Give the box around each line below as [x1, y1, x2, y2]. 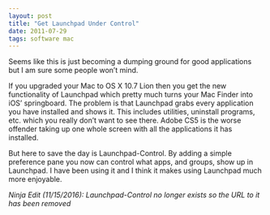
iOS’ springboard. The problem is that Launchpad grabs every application [8, 98, 254, 108]
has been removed [8, 199, 71, 209]
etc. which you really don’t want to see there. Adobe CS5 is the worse [8, 115, 242, 126]
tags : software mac [8, 34, 75, 43]
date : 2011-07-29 [8, 27, 67, 35]
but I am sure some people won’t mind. [8, 66, 139, 75]
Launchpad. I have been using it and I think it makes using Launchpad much [8, 166, 262, 175]
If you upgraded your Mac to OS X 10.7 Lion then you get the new [8, 81, 227, 91]
